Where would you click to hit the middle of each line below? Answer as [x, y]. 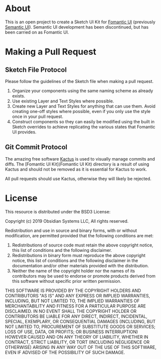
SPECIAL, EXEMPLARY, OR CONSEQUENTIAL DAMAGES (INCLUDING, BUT [80, 321]
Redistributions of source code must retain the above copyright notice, [83, 245]
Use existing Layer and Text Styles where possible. [63, 101]
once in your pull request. [38, 116]
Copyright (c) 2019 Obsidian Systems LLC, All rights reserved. [67, 221]
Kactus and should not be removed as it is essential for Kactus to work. [76, 169]
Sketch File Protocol [36, 70]
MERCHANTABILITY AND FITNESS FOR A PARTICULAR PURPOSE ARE [76, 306]
